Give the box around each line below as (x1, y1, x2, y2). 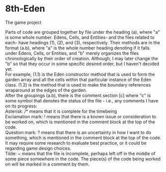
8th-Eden (5, 3, 45, 14)
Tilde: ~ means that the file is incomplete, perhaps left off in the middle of (5, 150, 156, 157)
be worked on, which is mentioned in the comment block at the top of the (5, 119, 156, 125)
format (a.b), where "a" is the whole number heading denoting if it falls (5, 45, 150, 51)
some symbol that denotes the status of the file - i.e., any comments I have (5, 97, 159, 103)
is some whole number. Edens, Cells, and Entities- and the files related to (5, 34, 155, 40)
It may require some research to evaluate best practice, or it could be (5, 140, 147, 146)
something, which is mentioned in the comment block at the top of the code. (5, 135, 162, 141)
